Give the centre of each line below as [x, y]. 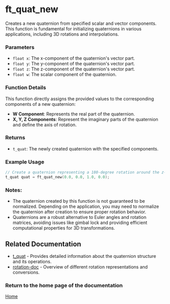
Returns [15, 138]
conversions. [26, 272]
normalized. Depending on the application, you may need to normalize [86, 207]
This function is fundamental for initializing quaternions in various [73, 28]
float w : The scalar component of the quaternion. [65, 74]
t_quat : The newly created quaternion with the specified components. [85, 148]
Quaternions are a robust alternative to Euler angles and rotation [79, 217]
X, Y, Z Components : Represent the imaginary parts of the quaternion [85, 119]
